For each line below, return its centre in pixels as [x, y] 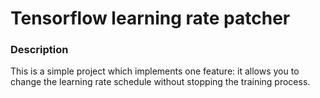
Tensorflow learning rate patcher [150, 18]
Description [39, 50]
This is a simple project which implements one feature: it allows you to [155, 71]
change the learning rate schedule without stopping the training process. [160, 82]
